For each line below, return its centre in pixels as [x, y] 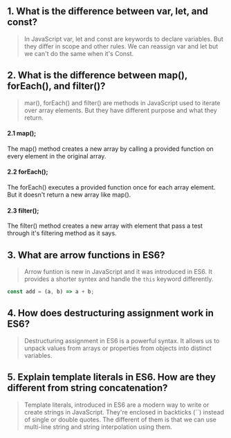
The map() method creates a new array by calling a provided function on [111, 149]
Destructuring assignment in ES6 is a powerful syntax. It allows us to [122, 340]
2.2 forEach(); [28, 172]
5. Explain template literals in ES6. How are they [112, 377]
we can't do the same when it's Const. [79, 53]
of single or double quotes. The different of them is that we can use [120, 419]
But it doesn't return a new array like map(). [69, 195]
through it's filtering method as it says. [62, 233]
